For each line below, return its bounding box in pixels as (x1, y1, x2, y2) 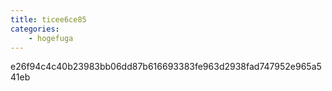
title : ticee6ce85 (10, 14, 87, 25)
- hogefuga (28, 33, 74, 43)
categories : (10, 24, 60, 34)
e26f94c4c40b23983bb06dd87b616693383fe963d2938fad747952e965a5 (10, 61, 322, 73)
